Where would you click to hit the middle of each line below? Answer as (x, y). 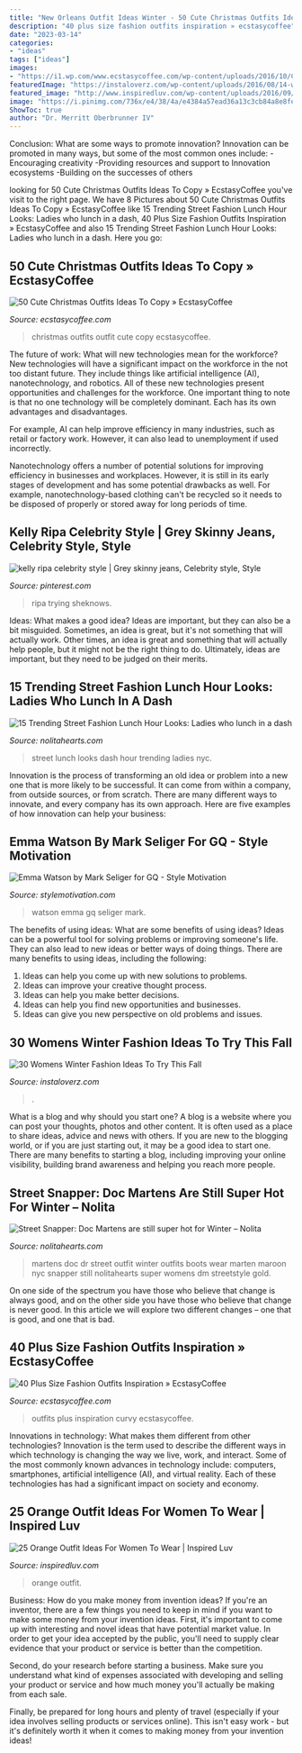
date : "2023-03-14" (46, 34)
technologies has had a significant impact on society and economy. (134, 1484)
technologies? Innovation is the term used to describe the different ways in (147, 1445)
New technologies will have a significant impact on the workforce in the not (149, 363)
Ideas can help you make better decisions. (101, 995)
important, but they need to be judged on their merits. (109, 659)
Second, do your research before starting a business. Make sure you (136, 1665)
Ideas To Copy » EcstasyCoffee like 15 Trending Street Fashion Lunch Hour (148, 209)
